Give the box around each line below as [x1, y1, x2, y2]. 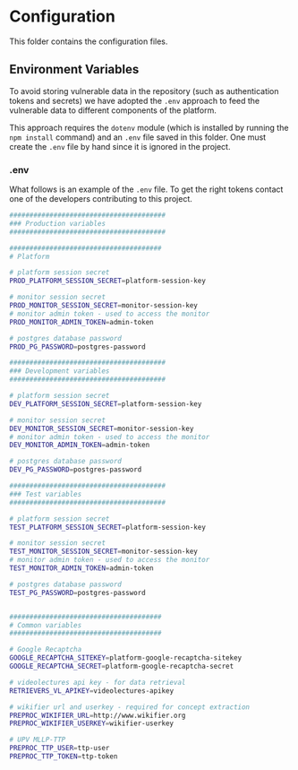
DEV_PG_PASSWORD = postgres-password [9, 465, 142, 474]
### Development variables [9, 367, 110, 376]
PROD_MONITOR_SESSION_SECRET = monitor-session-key [9, 301, 199, 310]
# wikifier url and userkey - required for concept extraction [9, 702, 251, 712]
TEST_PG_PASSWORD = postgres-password [9, 588, 146, 597]
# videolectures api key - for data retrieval [9, 678, 186, 687]
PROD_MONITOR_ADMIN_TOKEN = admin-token [9, 317, 154, 326]
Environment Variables [9, 62, 140, 77]
